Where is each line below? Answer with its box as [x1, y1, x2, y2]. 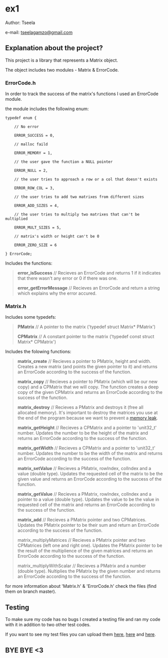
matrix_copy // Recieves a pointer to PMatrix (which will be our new [17, 379, 157, 385]
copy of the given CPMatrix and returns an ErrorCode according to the [17, 389, 162, 395]
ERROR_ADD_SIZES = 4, [14, 203, 59, 208]
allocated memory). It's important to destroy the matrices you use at [17, 409, 158, 416]
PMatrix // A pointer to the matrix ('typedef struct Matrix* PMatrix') [17, 324, 156, 330]
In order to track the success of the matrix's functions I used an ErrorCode [5, 91, 158, 97]
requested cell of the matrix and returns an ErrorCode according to [17, 502, 155, 508]
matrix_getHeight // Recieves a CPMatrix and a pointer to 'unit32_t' [17, 424, 157, 431]
